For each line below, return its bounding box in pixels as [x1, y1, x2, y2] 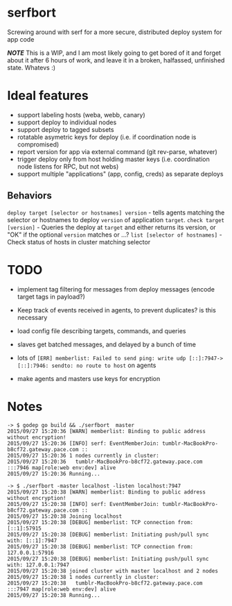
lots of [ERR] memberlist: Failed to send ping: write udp [17, 353, 186, 362]
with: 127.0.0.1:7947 [7, 561, 70, 569]
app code [7, 35, 35, 43]
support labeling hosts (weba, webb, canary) [17, 110, 145, 119]
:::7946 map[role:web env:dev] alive [7, 464, 116, 471]
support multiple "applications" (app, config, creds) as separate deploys [17, 169, 224, 178]
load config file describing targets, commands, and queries [17, 326, 186, 335]
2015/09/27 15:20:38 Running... [7, 591, 100, 598]
